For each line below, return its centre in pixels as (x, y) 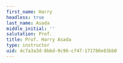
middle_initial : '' (31, 28)
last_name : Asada (28, 23)
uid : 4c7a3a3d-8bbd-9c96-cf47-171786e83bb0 (62, 51)
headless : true (25, 17)
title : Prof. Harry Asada (39, 40)
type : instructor (28, 46)
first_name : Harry (29, 12)
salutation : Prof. (29, 34)
